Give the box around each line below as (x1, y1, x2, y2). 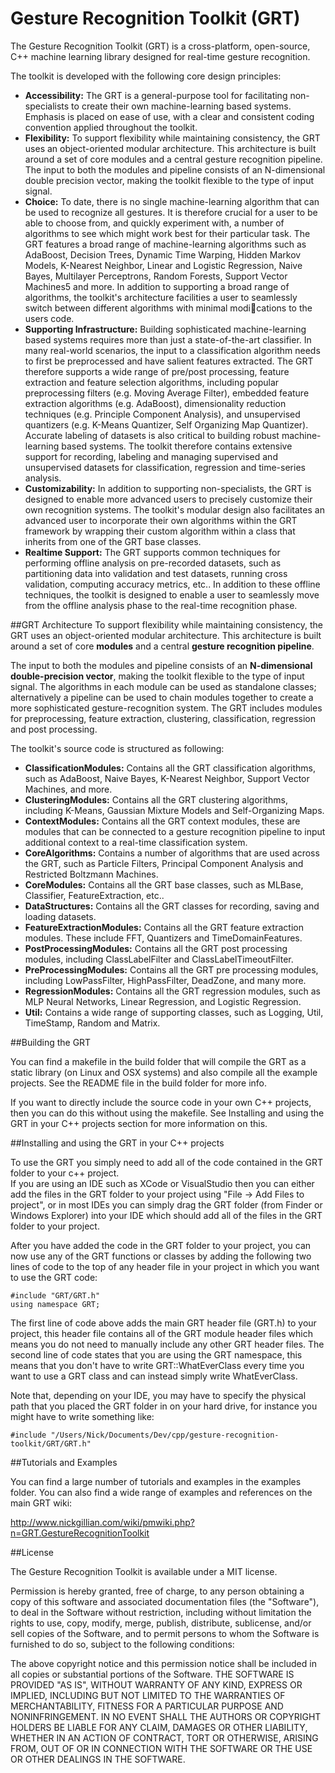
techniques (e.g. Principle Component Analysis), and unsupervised (24, 408, 301, 420)
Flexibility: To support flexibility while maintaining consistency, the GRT (24, 132, 321, 144)
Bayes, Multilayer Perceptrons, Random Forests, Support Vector (24, 270, 288, 282)
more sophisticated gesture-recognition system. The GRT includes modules (10, 702, 323, 714)
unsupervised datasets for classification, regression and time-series (24, 461, 306, 473)
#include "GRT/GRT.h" (10, 1290, 101, 1301)
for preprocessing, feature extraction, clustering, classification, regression (10, 712, 317, 724)
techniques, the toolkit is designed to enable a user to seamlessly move (24, 588, 320, 601)
